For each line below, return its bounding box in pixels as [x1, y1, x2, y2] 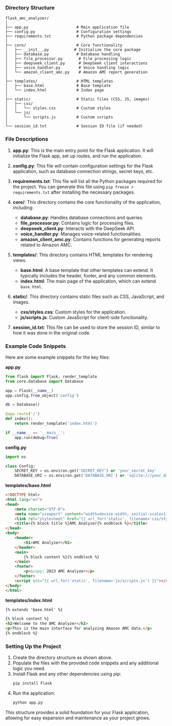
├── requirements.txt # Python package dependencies [5, 34, 143, 39]
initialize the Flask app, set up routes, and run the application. [12, 153, 142, 159]
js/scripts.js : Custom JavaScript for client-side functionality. [20, 314, 148, 320]
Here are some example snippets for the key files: [5, 354, 110, 360]
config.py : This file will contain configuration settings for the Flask [12, 162, 154, 169]
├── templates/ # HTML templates [5, 79, 114, 84]
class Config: [5, 463, 36, 469]
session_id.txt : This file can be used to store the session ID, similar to [12, 324, 160, 330]
